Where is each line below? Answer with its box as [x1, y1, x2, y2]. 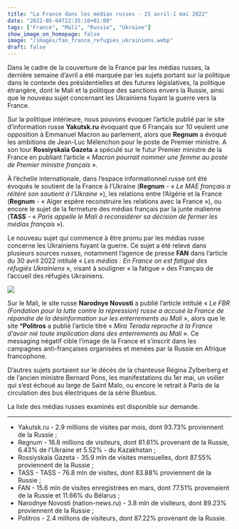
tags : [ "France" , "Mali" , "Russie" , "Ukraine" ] [7, 24, 152, 31]
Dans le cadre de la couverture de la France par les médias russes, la [7, 64, 211, 71]
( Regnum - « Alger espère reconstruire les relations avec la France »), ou [7, 197, 222, 206]
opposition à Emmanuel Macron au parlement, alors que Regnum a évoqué [7, 130, 228, 138]
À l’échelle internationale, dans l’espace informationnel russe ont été [7, 174, 208, 183]
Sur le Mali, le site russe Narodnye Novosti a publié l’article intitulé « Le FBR [7, 299, 230, 307]
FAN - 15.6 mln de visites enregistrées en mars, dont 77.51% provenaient [17, 483, 230, 492]
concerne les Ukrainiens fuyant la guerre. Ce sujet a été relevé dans [7, 241, 207, 250]
